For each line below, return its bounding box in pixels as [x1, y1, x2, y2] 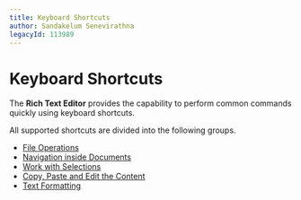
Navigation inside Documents [22, 152, 132, 162]
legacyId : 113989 [9, 30, 75, 39]
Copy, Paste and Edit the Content [22, 171, 146, 182]
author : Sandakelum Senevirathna [9, 22, 135, 30]
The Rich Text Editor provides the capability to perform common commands [9, 98, 292, 109]
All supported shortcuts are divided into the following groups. [9, 125, 236, 135]
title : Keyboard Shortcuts [9, 13, 111, 22]
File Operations [22, 143, 79, 153]
